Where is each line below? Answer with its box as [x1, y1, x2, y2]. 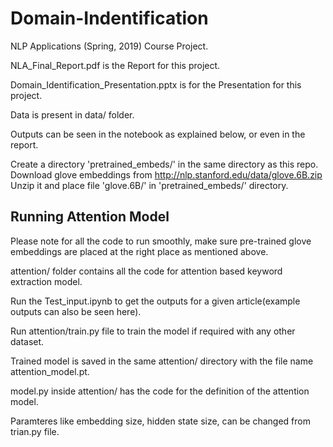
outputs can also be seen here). [10, 305, 142, 317]
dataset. [10, 335, 45, 347]
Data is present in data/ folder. [10, 108, 135, 121]
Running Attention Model [10, 208, 170, 226]
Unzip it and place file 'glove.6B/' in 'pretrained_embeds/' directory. [10, 179, 289, 191]
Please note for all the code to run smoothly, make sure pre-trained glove [10, 235, 312, 247]
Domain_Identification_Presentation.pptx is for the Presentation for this [10, 78, 302, 91]
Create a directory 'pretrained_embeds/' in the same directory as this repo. [10, 158, 319, 170]
